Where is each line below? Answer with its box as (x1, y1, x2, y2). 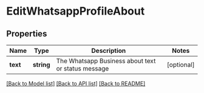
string (32, 61, 50, 69)
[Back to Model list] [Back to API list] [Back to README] (6, 80, 146, 87)
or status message (56, 64, 109, 72)
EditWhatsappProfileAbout (6, 4, 145, 18)
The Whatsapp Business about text (56, 57, 156, 65)
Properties (6, 29, 47, 39)
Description (91, 47, 126, 55)
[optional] (166, 61, 195, 69)
